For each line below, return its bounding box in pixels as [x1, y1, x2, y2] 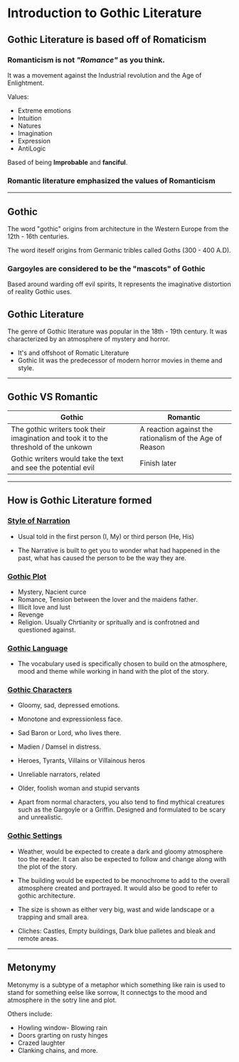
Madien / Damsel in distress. [17, 742, 102, 751]
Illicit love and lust [17, 602, 71, 611]
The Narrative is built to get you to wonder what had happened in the [17, 546, 221, 555]
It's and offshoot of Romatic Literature [17, 348, 129, 358]
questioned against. [17, 625, 76, 634]
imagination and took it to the [11, 433, 108, 443]
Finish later [139, 458, 176, 468]
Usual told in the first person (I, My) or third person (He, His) [17, 532, 194, 540]
